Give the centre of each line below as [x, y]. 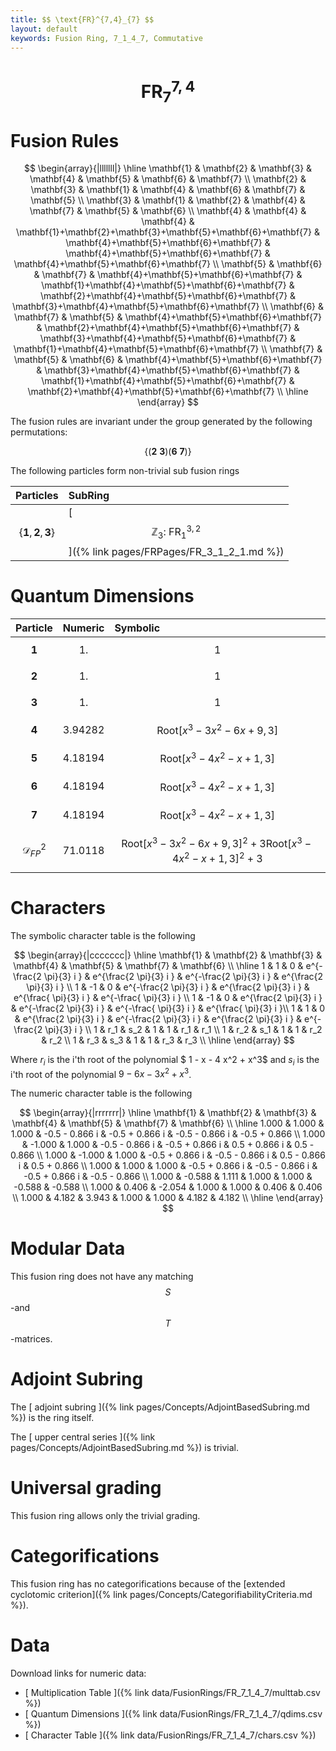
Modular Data [68, 1248]
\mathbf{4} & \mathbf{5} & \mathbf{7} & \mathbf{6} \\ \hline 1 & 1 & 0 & [158, 965]
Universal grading [86, 1488]
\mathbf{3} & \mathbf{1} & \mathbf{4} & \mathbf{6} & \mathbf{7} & [168, 190]
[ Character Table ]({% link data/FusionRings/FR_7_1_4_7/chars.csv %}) [170, 1735]
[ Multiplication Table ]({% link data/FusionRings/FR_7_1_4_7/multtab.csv [172, 1692]
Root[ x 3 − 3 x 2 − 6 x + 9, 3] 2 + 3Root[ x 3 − [216, 843]
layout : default [44, 29]
